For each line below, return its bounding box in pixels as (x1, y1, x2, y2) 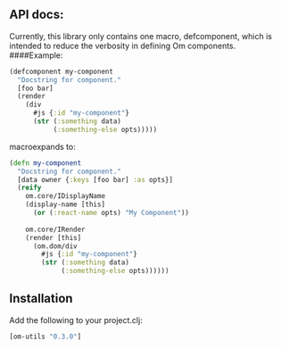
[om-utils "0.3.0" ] (9, 332, 82, 341)
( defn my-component (9, 158, 82, 168)
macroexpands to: (9, 141, 76, 152)
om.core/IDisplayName (25, 192, 105, 201)
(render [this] (25, 233, 82, 242)
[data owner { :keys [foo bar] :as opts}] (17, 175, 174, 184)
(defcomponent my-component (9, 67, 114, 76)
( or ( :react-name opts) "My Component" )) (32, 209, 190, 218)
